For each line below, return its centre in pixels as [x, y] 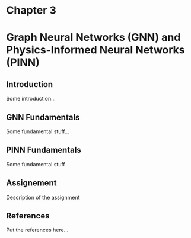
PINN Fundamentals [44, 150]
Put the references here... [37, 230]
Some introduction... [31, 99]
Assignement [31, 183]
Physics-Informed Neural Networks [95, 50]
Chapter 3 [31, 10]
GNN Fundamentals [43, 117]
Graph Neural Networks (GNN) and [93, 38]
